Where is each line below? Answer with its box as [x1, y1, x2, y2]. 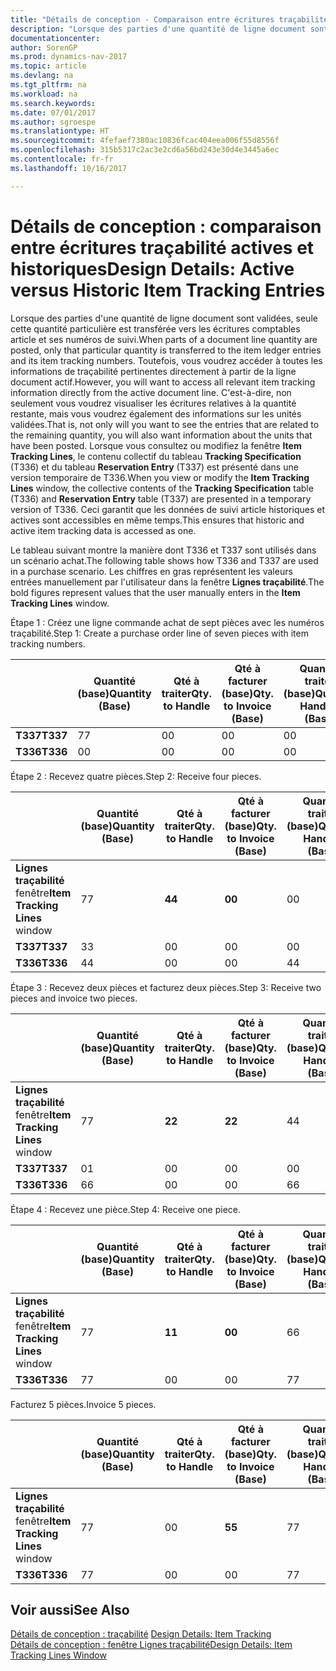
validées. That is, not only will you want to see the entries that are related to [10, 418, 320, 430]
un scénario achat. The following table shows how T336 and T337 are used [10, 554, 319, 566]
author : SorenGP [10, 42, 78, 53]
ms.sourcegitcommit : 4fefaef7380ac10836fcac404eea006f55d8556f [10, 136, 280, 146]
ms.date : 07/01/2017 [10, 107, 97, 118]
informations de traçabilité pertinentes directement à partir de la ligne [10, 365, 297, 377]
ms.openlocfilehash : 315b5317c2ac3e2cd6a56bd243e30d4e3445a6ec [10, 145, 280, 155]
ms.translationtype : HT [10, 126, 110, 136]
